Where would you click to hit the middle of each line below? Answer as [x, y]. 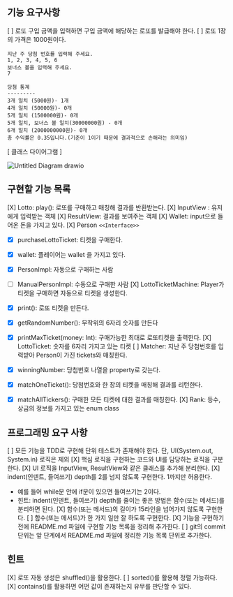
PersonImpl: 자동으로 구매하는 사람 [65, 269]
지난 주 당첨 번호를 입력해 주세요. [50, 54]
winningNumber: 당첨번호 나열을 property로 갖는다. [89, 370]
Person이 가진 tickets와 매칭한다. [82, 355]
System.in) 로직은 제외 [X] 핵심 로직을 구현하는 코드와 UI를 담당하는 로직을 [109, 459]
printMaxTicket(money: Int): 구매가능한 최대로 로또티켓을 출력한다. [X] [114, 338]
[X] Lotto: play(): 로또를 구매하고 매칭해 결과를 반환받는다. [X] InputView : [109, 207]
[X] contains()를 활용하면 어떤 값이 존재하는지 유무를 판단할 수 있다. [99, 586]
